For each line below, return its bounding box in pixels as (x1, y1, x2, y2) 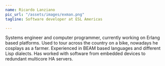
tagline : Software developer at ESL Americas (5, 16, 102, 21)
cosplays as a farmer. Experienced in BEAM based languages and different (5, 45, 160, 51)
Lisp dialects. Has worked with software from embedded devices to (5, 50, 146, 56)
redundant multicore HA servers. (5, 56, 73, 62)
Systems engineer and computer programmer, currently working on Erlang (5, 34, 160, 40)
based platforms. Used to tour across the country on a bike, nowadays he (5, 40, 158, 46)
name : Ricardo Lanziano (5, 7, 56, 12)
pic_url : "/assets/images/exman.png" (5, 12, 85, 17)
